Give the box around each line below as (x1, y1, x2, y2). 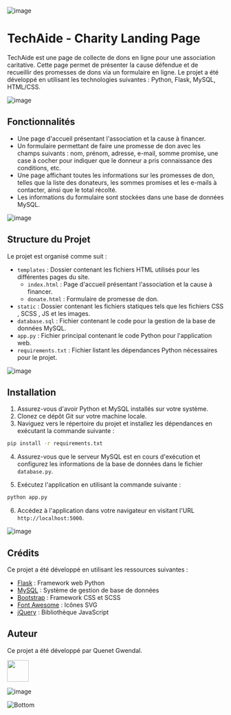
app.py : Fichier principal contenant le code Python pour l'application (16, 331, 212, 339)
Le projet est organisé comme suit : (7, 252, 107, 260)
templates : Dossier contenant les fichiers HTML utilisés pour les (16, 265, 200, 274)
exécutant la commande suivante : (16, 427, 115, 435)
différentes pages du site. (16, 272, 90, 281)
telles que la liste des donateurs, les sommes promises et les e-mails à (16, 178, 217, 186)
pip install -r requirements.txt (7, 440, 103, 447)
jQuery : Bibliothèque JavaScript (16, 607, 109, 616)
